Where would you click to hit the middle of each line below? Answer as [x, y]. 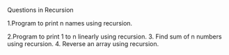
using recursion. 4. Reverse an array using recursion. [83, 44]
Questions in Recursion [41, 10]
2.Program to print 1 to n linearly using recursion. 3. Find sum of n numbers [114, 36]
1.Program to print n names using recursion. [70, 23]
